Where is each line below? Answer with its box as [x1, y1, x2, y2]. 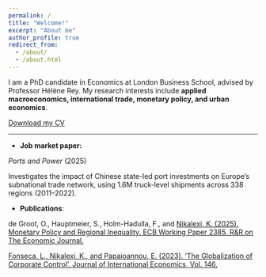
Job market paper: [19, 140, 82, 150]
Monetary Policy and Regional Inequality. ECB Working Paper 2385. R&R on [8, 227, 253, 237]
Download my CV [8, 118, 66, 127]
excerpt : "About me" [8, 26, 77, 34]
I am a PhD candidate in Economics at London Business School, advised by [8, 77, 253, 87]
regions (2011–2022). [8, 188, 77, 198]
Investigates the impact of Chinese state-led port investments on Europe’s [8, 171, 250, 180]
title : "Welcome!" [8, 19, 69, 27]
